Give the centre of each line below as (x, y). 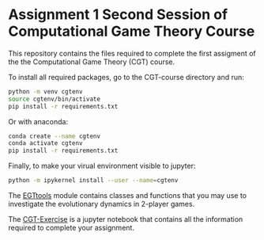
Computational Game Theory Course (132, 31)
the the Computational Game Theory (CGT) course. (92, 62)
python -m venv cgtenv (45, 91)
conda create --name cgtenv (55, 136)
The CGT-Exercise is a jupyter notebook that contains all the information (126, 219)
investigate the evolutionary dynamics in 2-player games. (102, 204)
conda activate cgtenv (45, 143)
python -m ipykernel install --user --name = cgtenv (93, 181)
